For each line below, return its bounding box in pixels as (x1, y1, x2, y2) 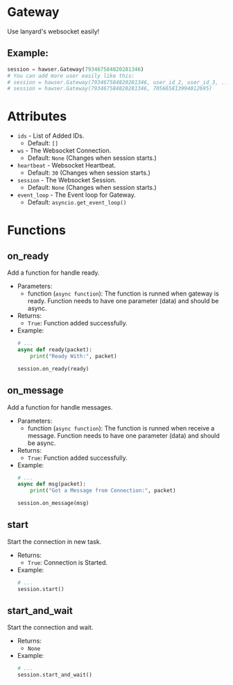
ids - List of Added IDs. (17, 131, 85, 140)
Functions (7, 223, 66, 239)
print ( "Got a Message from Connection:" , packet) (30, 487, 176, 494)
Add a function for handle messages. (7, 403, 113, 411)
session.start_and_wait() (17, 672, 92, 679)
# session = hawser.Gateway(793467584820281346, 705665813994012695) (7, 85, 213, 92)
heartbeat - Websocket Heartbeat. (17, 161, 116, 170)
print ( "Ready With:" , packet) (30, 353, 117, 360)
